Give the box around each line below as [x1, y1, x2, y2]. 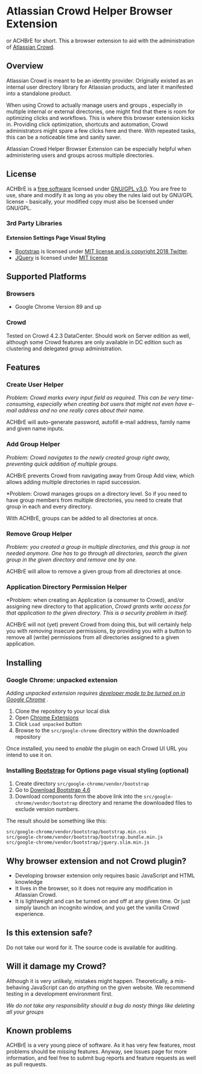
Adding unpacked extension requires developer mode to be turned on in [6, 689, 186, 697]
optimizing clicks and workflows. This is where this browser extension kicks [6, 114, 195, 121]
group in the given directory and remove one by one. [6, 556, 137, 563]
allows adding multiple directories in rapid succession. [6, 478, 142, 485]
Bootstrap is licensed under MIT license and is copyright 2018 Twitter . [14, 247, 189, 254]
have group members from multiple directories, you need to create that [6, 496, 183, 504]
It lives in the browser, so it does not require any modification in [14, 885, 173, 892]
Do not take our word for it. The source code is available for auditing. [6, 944, 177, 951]
